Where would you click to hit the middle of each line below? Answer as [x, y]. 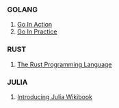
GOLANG [23, 10]
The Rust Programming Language [64, 64]
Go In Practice [37, 31]
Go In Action [35, 25]
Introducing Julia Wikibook [55, 96]
